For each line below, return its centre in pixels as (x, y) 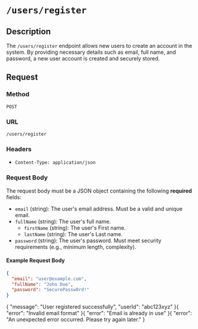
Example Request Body (36, 261)
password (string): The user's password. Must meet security (88, 240)
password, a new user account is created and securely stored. (83, 58)
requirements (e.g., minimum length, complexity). (75, 246)
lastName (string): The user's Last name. (73, 234)
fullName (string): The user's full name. (63, 221)
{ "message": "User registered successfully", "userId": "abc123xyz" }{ (92, 307)
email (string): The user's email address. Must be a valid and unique (99, 209)
